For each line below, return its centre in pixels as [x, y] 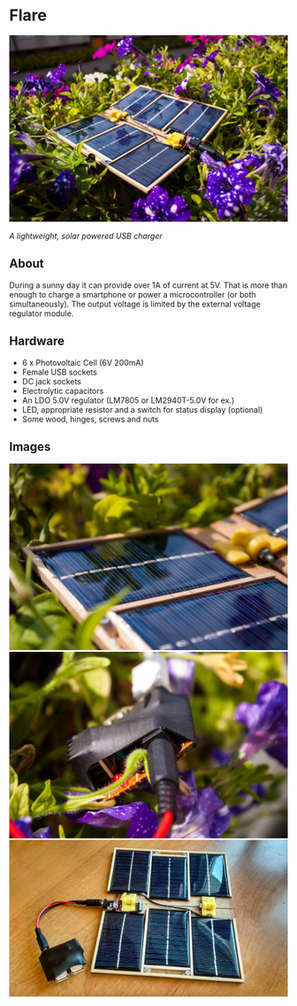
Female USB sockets [59, 372]
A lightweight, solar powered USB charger [86, 236]
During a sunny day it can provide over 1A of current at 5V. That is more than [148, 285]
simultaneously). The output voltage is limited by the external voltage [135, 304]
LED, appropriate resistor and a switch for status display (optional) [142, 409]
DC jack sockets [52, 381]
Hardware [37, 341]
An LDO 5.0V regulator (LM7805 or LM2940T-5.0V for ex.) [128, 400]
